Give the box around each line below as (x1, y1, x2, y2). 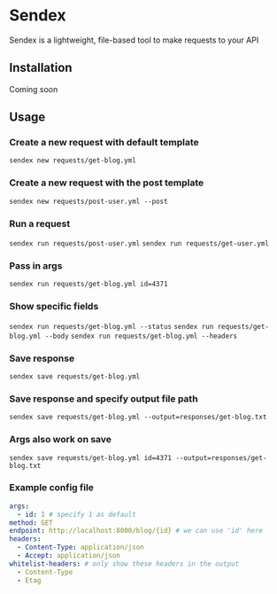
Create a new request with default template (9, 137, 199, 149)
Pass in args (9, 259, 63, 271)
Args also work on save (9, 434, 112, 446)
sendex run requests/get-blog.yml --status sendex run (9, 322, 214, 331)
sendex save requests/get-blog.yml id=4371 (9, 453, 173, 462)
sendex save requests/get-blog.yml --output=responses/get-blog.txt (9, 413, 267, 422)
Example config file (9, 481, 95, 494)
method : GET (9, 518, 53, 528)
